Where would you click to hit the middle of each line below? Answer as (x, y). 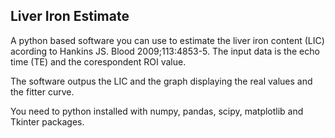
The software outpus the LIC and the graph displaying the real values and (161, 81)
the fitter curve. (42, 91)
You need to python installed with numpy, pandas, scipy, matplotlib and (157, 111)
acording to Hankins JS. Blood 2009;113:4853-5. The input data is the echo (165, 51)
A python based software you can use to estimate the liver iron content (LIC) (167, 40)
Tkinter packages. (47, 121)
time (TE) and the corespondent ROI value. (98, 61)
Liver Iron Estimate (70, 16)
